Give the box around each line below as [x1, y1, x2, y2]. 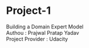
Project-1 [6, 4, 51, 17]
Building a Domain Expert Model [6, 23, 84, 30]
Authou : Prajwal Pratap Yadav [6, 29, 80, 36]
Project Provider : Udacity [6, 35, 69, 42]
